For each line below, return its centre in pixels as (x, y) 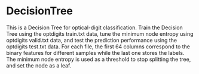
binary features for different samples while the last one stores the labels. (95, 53)
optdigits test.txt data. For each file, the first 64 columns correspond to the (98, 47)
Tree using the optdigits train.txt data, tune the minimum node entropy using (100, 33)
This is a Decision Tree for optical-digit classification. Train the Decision (95, 27)
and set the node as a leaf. (39, 65)
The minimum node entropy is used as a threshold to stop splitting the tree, (99, 59)
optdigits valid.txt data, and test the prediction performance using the (92, 40)
